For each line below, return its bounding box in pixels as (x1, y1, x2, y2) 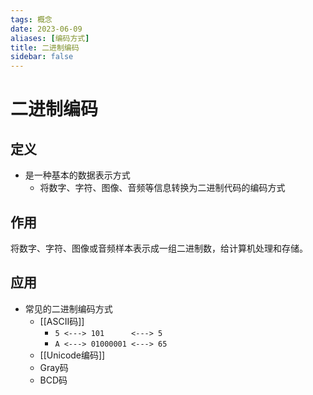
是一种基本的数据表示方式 (24, 169, 131, 181)
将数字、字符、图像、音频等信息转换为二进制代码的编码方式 (39, 182, 286, 194)
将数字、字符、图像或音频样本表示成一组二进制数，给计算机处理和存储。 (10, 242, 308, 254)
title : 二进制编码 (10, 42, 80, 53)
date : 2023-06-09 (10, 24, 83, 34)
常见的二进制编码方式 (24, 302, 113, 315)
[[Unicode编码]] (39, 349, 106, 361)
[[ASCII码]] (39, 315, 85, 327)
